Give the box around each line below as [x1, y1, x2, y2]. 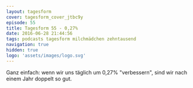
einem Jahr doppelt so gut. [6, 75, 72, 82]
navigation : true [6, 42, 49, 48]
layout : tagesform [6, 8, 52, 15]
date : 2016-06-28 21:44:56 [6, 31, 73, 37]
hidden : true [6, 47, 38, 53]
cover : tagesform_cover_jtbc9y [6, 14, 83, 20]
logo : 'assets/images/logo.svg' [6, 53, 86, 58]
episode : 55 [6, 19, 36, 25]
